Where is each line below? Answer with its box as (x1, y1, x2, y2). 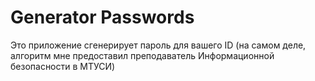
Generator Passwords (10, 6, 195, 29)
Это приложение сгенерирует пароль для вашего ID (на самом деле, (10, 39, 307, 51)
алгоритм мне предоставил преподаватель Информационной (10, 49, 275, 61)
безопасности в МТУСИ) (10, 60, 116, 72)
